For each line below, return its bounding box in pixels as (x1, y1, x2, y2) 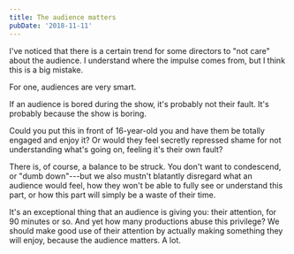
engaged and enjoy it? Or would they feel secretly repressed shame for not (9, 135, 282, 145)
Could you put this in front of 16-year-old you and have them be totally (9, 125, 265, 135)
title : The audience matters (9, 12, 117, 22)
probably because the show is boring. (9, 108, 147, 119)
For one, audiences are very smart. (9, 81, 137, 92)
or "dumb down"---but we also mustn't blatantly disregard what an (9, 170, 253, 181)
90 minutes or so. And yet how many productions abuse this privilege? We (9, 216, 280, 227)
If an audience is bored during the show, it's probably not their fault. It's (9, 98, 269, 109)
